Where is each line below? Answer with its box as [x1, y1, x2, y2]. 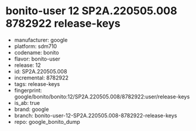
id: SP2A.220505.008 [14, 68, 67, 75]
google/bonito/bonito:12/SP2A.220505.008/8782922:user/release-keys [14, 93, 190, 100]
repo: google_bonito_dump [14, 118, 80, 125]
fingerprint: [14, 87, 42, 94]
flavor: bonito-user [14, 55, 61, 62]
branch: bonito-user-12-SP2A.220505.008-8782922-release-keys [14, 111, 178, 119]
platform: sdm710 [14, 43, 57, 50]
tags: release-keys [14, 80, 60, 87]
